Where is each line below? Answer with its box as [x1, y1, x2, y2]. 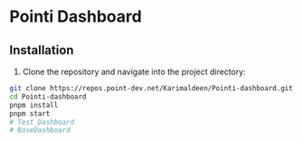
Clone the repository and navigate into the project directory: [22, 66, 246, 77]
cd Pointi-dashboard [9, 92, 88, 101]
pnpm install [9, 100, 59, 109]
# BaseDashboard [9, 126, 71, 135]
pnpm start [9, 109, 51, 118]
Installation [9, 43, 74, 58]
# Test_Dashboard [9, 118, 75, 127]
